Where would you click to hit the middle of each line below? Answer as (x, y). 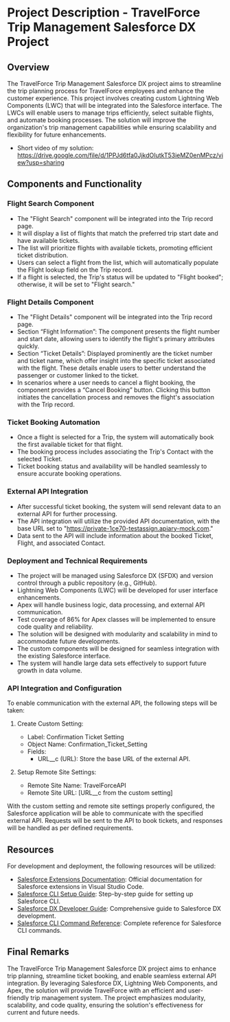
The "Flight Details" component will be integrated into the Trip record (115, 316)
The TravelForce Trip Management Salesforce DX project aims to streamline (114, 83)
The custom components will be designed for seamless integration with (118, 648)
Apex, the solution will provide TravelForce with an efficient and (97, 990)
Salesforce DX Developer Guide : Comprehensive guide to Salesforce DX (119, 908)
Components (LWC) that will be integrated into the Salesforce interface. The (115, 105)
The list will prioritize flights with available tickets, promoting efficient (115, 248)
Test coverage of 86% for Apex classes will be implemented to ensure (116, 619)
